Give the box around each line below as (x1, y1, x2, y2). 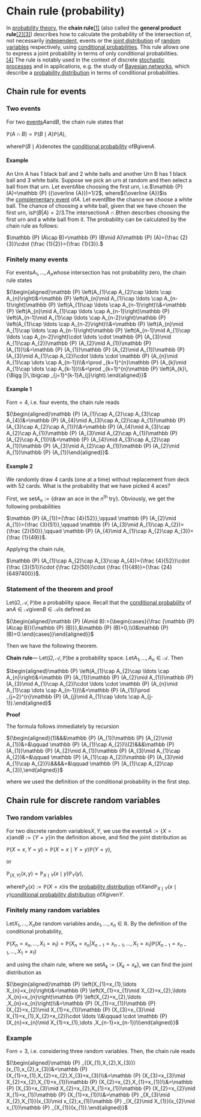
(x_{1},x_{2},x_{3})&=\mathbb (6, 1065, 79, 1072)
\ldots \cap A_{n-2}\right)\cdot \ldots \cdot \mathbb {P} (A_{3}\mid (6, 333, 172, 340)
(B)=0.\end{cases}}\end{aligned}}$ (6, 630, 94, 638)
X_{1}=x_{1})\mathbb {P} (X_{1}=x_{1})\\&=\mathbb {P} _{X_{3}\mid (6, 1091, 170, 1098)
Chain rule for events (6, 86, 86, 97)
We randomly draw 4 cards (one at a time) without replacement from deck (6, 476, 190, 483)
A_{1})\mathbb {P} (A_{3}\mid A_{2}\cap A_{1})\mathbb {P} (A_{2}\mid (6, 443, 180, 450)
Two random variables (6, 814, 73, 822)
